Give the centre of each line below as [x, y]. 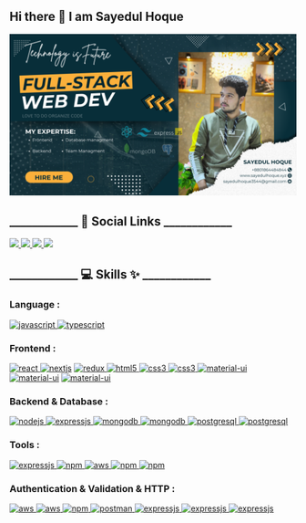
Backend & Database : [59, 402]
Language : [35, 305]
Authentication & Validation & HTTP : [92, 488]
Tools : [25, 445]
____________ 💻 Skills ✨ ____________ [110, 274]
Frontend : [33, 348]
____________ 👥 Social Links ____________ [121, 221]
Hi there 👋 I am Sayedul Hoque [97, 17]
